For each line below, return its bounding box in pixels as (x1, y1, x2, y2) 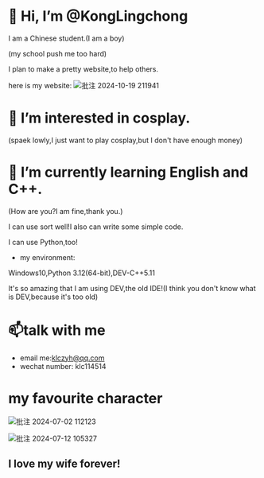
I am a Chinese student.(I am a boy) (8, 33, 125, 43)
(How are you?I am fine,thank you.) (8, 206, 123, 216)
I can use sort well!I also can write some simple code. (8, 222, 184, 231)
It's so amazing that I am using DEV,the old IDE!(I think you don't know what (8, 283, 256, 293)
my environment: (19, 252, 76, 262)
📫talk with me (8, 321, 106, 339)
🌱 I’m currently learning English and (8, 163, 249, 181)
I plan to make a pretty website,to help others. (8, 64, 159, 74)
